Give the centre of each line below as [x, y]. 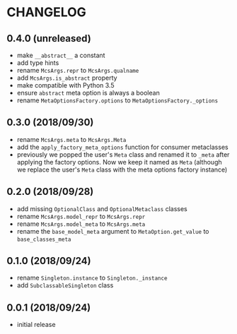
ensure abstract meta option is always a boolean [88, 93]
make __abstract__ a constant [61, 55]
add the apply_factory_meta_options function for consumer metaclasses [122, 147]
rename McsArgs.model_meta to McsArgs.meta [81, 224]
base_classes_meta [44, 239]
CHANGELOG [46, 12]
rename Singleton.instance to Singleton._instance [92, 278]
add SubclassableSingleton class [65, 285]
